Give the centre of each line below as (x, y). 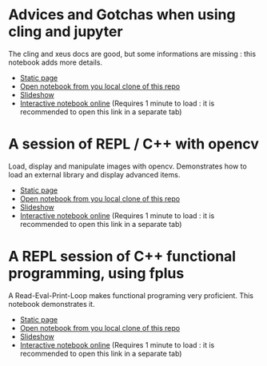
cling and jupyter (66, 32)
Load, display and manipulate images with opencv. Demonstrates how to (128, 166)
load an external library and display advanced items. (94, 174)
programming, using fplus (96, 274)
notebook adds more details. (55, 62)
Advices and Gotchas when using (122, 15)
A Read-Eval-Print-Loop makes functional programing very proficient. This (131, 295)
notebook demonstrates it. (52, 304)
